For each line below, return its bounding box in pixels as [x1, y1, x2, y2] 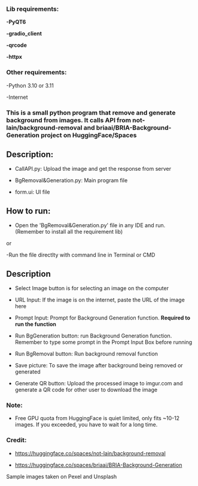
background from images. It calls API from [6, 116, 132, 124]
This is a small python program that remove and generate [6, 108, 176, 117]
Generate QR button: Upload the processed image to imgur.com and [14, 379, 183, 387]
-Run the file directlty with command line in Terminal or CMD [6, 251, 156, 259]
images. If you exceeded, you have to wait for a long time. [14, 421, 158, 428]
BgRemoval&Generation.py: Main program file [14, 177, 128, 184]
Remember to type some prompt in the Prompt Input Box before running [14, 338, 193, 346]
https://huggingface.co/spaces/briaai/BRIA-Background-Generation [14, 461, 182, 469]
